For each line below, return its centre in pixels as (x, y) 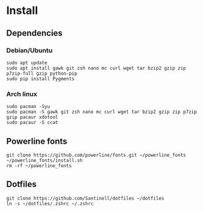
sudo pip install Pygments (40, 79)
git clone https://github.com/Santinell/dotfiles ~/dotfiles (85, 198)
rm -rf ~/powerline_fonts (39, 166)
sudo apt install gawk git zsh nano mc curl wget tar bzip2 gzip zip (96, 68)
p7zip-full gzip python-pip (42, 74)
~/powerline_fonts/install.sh (45, 160)
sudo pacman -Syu (28, 107)
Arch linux (22, 94)
